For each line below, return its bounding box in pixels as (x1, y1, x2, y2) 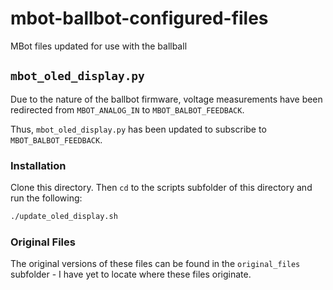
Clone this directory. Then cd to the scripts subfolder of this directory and (10, 182, 313, 194)
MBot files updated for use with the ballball (10, 40, 188, 52)
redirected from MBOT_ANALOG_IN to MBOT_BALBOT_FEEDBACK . (10, 103, 245, 116)
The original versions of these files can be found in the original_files (10, 258, 301, 270)
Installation (10, 158, 67, 172)
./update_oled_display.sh (10, 212, 118, 222)
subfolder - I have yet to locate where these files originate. (10, 268, 252, 281)
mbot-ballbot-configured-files (10, 7, 269, 30)
